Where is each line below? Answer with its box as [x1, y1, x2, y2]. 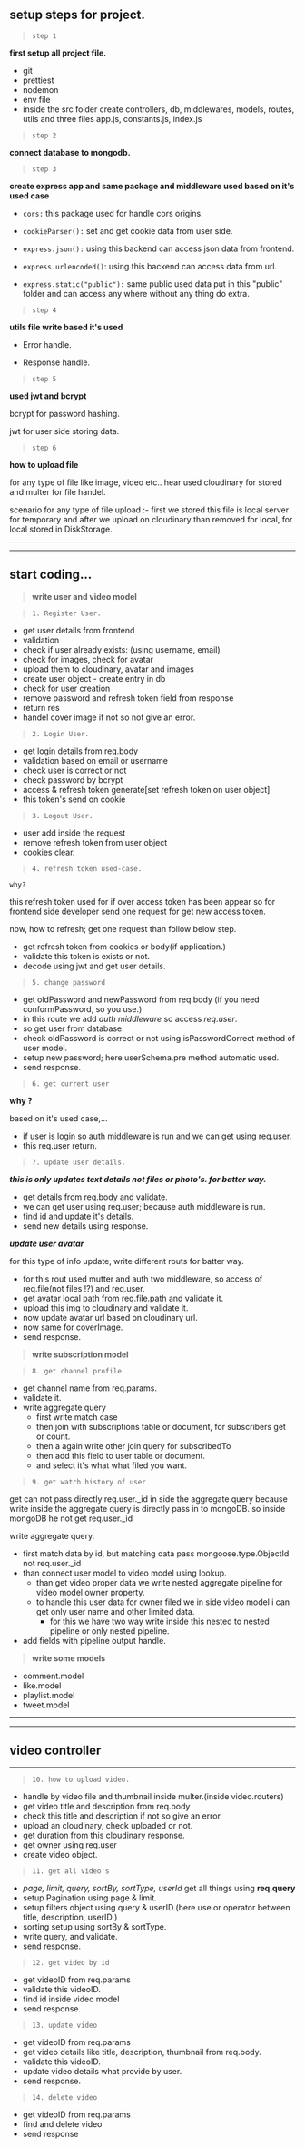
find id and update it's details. [22, 1211, 134, 1221]
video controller [9, 1743, 102, 1758]
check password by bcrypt [22, 774, 123, 785]
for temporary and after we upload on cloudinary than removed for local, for [9, 513, 293, 524]
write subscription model [31, 1349, 129, 1360]
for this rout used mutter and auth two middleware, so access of [22, 1273, 263, 1284]
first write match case [35, 1411, 118, 1423]
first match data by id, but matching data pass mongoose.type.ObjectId [22, 1547, 290, 1559]
